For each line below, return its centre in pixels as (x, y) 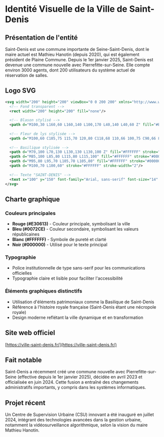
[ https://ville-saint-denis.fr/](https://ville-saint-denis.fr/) (61, 344)
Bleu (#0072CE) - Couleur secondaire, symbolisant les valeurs (75, 229)
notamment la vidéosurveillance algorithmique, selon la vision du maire (76, 425)
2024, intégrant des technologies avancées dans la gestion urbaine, (73, 420)
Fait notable (23, 360)
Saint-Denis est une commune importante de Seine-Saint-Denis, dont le (77, 49)
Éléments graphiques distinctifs (44, 291)
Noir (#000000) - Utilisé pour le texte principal (60, 245)
